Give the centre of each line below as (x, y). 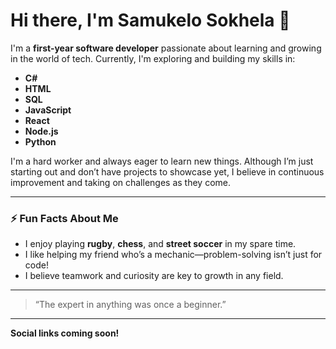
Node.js (41, 131)
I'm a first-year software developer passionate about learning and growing (166, 48)
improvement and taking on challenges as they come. (121, 182)
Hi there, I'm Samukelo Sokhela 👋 (150, 20)
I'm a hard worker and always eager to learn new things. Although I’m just (162, 161)
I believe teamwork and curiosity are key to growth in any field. (154, 276)
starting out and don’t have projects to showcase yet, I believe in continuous (167, 171)
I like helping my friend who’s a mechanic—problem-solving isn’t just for (173, 255)
